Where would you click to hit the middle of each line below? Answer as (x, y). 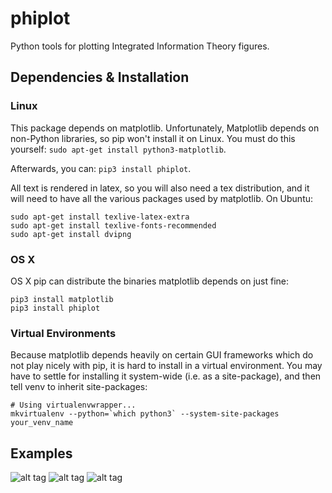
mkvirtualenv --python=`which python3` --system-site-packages (145, 414)
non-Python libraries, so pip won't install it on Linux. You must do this (153, 138)
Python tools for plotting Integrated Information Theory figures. (140, 46)
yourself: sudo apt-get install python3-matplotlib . (118, 149)
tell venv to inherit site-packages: (79, 387)
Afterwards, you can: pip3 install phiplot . (101, 168)
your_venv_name (42, 423)
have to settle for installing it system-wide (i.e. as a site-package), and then (166, 376)
